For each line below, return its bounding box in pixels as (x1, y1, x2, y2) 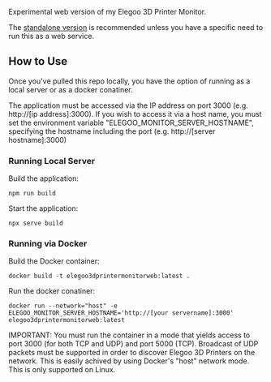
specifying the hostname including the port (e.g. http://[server (8, 126, 216, 136)
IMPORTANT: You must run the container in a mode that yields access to (8, 330, 251, 340)
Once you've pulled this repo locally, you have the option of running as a (8, 76, 251, 86)
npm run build (8, 190, 57, 198)
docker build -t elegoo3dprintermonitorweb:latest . (8, 272, 191, 281)
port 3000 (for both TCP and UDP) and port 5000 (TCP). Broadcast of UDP (8, 339, 259, 349)
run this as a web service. (8, 32, 95, 41)
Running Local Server (8, 155, 96, 166)
